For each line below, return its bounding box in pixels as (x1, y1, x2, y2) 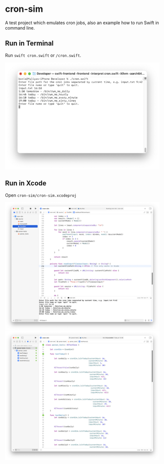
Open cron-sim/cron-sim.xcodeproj (5, 192, 77, 198)
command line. (5, 25, 35, 31)
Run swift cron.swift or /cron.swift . (5, 52, 82, 58)
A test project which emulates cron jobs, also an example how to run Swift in (5, 20, 159, 26)
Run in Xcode (5, 179, 47, 187)
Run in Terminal (5, 39, 54, 48)
